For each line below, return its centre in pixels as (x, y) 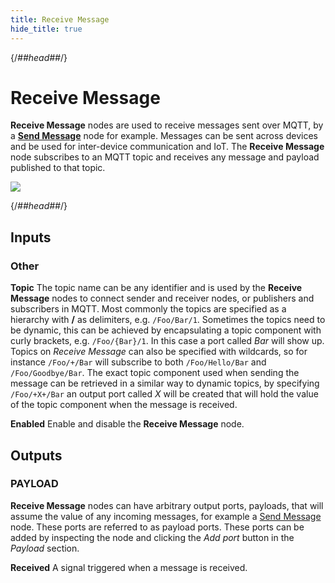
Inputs (31, 237)
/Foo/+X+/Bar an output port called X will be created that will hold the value (164, 394)
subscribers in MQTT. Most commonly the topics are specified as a (148, 309)
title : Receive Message (60, 19)
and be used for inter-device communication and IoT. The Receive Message (167, 147)
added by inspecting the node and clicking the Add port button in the (152, 537)
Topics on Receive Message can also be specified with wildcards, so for (159, 352)
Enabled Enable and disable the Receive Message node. (127, 424)
